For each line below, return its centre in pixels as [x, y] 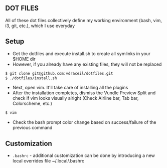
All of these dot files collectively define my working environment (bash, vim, [83, 20]
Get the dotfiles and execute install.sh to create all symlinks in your [81, 53]
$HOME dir [24, 59]
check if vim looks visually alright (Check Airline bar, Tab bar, [75, 98]
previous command [32, 128]
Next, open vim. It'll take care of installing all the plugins [70, 88]
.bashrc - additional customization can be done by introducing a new [84, 155]
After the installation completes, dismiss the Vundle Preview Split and [84, 93]
